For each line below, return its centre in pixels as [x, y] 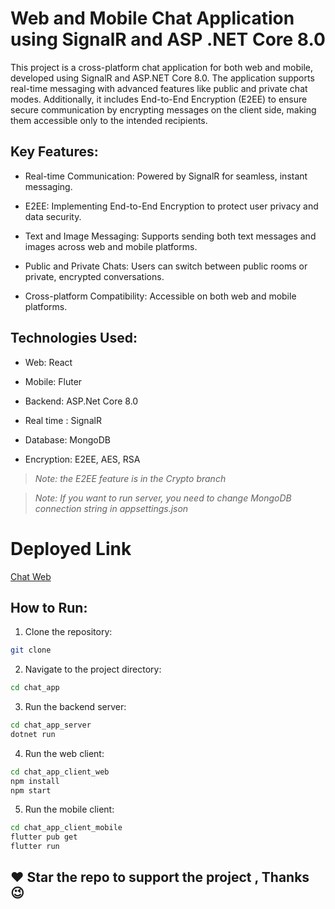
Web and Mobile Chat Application [152, 18]
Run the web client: [64, 753]
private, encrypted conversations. [94, 276]
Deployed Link [71, 548]
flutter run [35, 847]
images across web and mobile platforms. [111, 246]
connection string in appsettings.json [111, 508]
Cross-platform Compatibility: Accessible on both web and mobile [160, 296]
